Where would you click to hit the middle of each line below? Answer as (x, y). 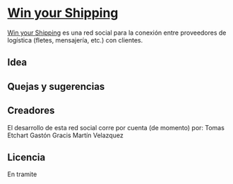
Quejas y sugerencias (56, 86)
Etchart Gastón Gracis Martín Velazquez (65, 135)
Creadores (31, 111)
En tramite (22, 174)
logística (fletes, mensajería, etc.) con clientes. (75, 40)
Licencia (26, 157)
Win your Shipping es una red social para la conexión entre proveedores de (117, 33)
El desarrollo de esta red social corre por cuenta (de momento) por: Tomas (116, 127)
